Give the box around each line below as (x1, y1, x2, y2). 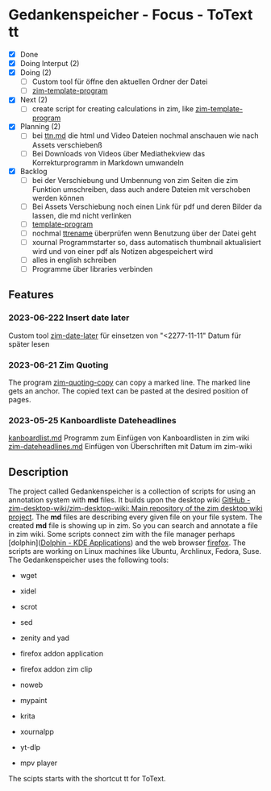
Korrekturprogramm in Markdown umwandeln (31, 157, 184, 167)
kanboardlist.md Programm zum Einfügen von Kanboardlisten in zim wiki (8, 433, 250, 443)
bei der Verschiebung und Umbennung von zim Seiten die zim (31, 175, 239, 185)
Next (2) (19, 95, 48, 105)
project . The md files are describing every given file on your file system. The (8, 512, 263, 522)
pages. (8, 395, 31, 405)
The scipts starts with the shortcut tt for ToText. (8, 774, 167, 784)
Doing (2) (19, 68, 52, 77)
